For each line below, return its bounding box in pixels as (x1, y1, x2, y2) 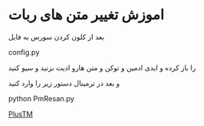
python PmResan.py (8, 93, 74, 103)
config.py (8, 47, 40, 57)
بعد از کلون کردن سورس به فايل (8, 32, 105, 41)
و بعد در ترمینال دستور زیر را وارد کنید (8, 78, 120, 88)
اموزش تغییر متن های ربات (8, 6, 165, 24)
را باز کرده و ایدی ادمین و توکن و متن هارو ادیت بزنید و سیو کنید (8, 62, 196, 73)
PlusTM (8, 109, 34, 119)
